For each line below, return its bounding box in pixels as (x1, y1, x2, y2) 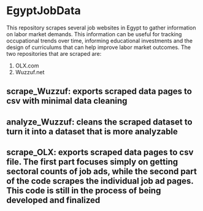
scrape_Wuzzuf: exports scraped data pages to (6, 86, 192, 97)
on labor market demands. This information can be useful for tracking (6, 30, 182, 37)
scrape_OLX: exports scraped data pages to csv (6, 147, 194, 158)
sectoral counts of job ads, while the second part (6, 166, 197, 177)
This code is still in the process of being (6, 185, 161, 196)
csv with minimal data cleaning (6, 96, 128, 106)
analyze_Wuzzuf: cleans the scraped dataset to (6, 117, 193, 127)
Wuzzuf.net (15, 68, 45, 75)
